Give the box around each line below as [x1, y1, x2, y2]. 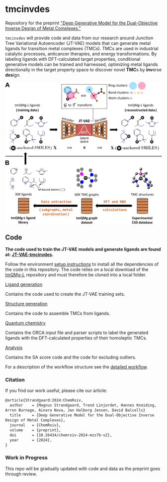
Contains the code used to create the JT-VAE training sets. [5, 291, 125, 297]
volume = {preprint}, [9, 428, 61, 433]
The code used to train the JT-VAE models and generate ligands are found [5, 246, 161, 252]
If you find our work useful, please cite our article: [5, 387, 108, 394]
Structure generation [5, 300, 48, 307]
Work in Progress [5, 454, 48, 461]
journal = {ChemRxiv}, [9, 423, 61, 428]
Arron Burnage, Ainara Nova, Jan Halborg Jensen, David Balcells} [5, 408, 146, 413]
